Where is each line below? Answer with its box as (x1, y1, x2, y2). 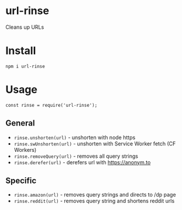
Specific (5, 176, 37, 186)
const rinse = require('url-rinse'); (5, 102, 98, 108)
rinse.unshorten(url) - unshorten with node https (13, 134, 136, 141)
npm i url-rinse (5, 63, 45, 69)
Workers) (13, 146, 37, 153)
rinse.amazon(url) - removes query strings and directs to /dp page (13, 191, 176, 198)
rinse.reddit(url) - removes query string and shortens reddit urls (13, 198, 175, 205)
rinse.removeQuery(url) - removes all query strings (13, 153, 139, 160)
